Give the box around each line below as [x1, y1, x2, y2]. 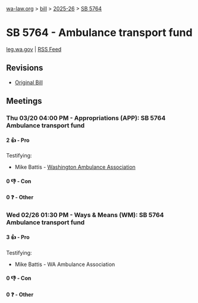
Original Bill [14, 79, 43, 86]
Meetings [6, 96, 43, 106]
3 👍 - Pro [6, 233, 30, 240]
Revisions [6, 63, 43, 73]
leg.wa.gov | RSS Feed [6, 45, 62, 52]
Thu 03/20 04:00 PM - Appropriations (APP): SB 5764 [6, 114, 166, 122]
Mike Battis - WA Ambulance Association [14, 261, 115, 268]
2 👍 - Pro [6, 137, 30, 144]
